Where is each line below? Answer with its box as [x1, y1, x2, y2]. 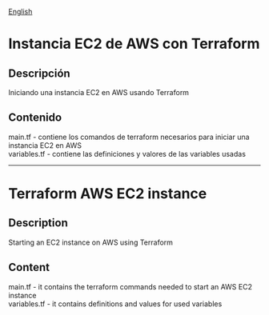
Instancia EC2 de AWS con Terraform [8, 35, 260, 53]
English [8, 7, 33, 16]
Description [8, 216, 68, 230]
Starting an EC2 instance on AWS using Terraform [8, 237, 174, 247]
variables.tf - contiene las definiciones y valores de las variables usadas [8, 149, 247, 158]
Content [8, 261, 50, 274]
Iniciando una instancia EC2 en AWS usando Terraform [8, 88, 190, 97]
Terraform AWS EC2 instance [8, 185, 207, 202]
